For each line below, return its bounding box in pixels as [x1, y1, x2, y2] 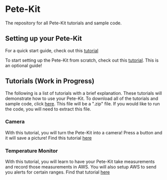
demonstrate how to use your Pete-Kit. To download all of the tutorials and [5, 95, 159, 101]
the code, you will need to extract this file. [5, 106, 91, 112]
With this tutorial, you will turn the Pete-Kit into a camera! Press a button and [5, 129, 163, 135]
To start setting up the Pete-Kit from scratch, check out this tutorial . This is [5, 57, 159, 63]
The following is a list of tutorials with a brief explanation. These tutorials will [5, 90, 162, 96]
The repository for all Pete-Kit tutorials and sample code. [5, 20, 122, 26]
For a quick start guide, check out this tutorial [5, 47, 99, 53]
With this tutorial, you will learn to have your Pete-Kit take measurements [5, 159, 155, 165]
